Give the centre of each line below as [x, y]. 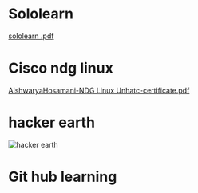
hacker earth [52, 122]
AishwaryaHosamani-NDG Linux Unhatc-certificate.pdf [99, 90]
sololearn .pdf [31, 36]
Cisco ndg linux [61, 68]
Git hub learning [63, 177]
